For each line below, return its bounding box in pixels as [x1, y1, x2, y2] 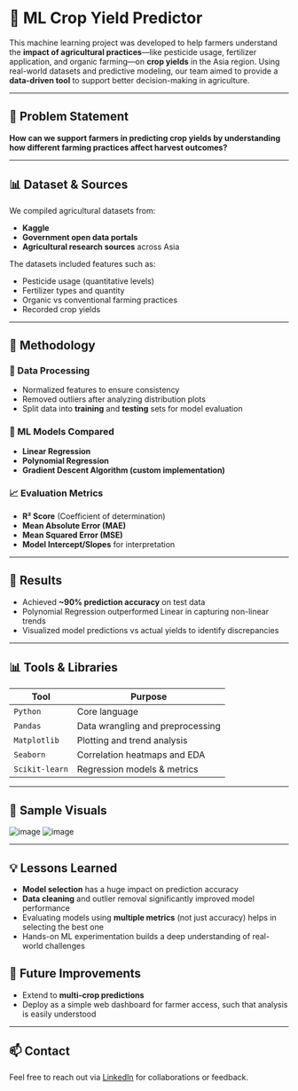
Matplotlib [13, 735, 59, 746]
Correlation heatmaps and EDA [76, 749, 206, 761]
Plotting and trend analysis [76, 734, 188, 747]
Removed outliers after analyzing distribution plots [21, 394, 207, 404]
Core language [76, 705, 139, 718]
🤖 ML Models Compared [9, 426, 115, 438]
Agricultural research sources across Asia [21, 241, 180, 252]
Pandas [13, 721, 42, 731]
